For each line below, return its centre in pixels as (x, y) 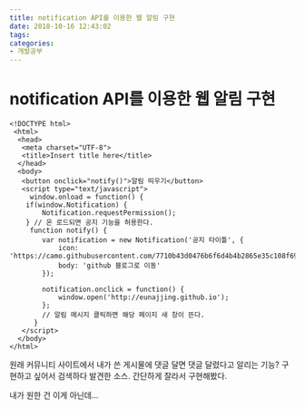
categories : (32, 43)
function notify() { (68, 231)
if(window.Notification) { (77, 205)
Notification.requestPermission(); (109, 213)
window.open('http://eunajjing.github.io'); (143, 297)
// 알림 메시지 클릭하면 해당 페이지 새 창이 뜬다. (123, 315)
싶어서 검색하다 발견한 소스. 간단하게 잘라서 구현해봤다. (130, 376)
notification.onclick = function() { (113, 290)
